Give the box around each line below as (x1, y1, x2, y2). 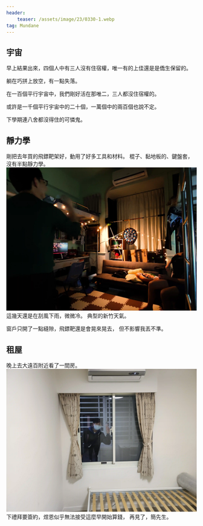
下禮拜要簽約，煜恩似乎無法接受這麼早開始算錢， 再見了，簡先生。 (6, 513, 172, 521)
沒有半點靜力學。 (6, 161, 49, 167)
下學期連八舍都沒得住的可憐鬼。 (6, 116, 86, 124)
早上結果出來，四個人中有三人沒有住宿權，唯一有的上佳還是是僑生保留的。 (6, 64, 192, 72)
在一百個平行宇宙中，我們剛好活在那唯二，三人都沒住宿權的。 (6, 90, 160, 98)
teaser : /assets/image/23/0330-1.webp (17, 16, 115, 22)
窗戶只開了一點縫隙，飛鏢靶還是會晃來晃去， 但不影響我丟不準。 (6, 325, 167, 333)
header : (6, 10, 26, 16)
